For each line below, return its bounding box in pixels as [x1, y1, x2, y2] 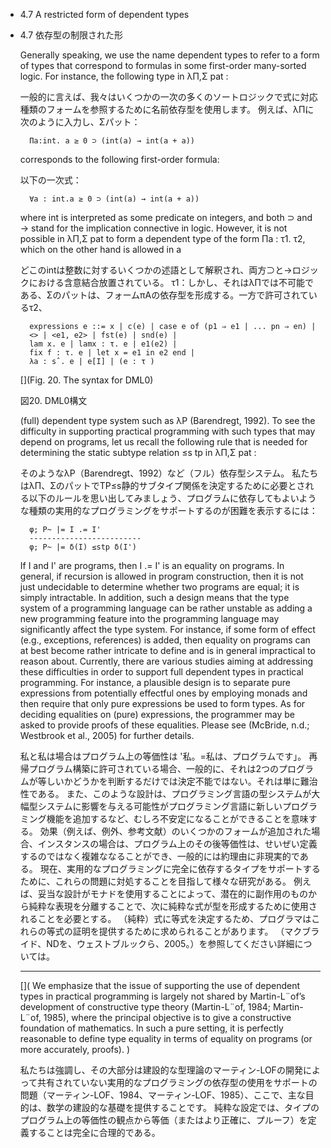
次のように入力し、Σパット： [19, 116, 141, 128]
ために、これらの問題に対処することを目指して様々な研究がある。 [19, 875, 292, 887]
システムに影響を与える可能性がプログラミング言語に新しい [37, 800, 283, 812]
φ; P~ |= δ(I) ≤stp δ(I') [29, 542, 137, 552]
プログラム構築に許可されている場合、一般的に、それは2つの [28, 763, 280, 774]
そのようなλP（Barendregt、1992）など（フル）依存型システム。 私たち [19, 467, 319, 479]
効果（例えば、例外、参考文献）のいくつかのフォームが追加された [39, 825, 312, 837]
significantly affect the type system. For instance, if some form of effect [19, 624, 316, 635]
